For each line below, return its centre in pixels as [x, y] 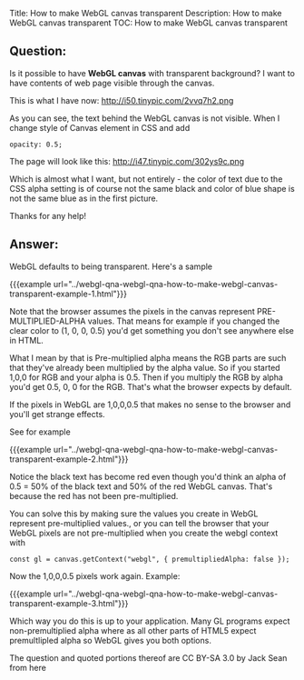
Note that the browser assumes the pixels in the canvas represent [132, 311]
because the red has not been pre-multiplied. [94, 495]
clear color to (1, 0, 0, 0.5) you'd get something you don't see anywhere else [152, 330]
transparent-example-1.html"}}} [69, 294]
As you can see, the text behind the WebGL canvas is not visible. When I [145, 118]
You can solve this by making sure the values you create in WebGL [134, 514]
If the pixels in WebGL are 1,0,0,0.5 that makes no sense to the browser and [150, 405]
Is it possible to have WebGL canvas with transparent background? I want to [152, 73]
